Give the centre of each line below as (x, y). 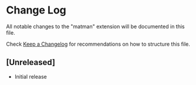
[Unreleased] (31, 62)
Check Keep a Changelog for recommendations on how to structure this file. (98, 44)
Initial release (31, 76)
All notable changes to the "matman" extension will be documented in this (95, 26)
